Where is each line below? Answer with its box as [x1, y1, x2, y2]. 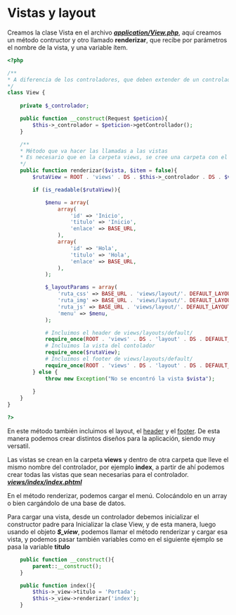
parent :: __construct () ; [32, 562, 102, 570]
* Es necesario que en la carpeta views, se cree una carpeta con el [20, 154, 228, 161]
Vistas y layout [7, 5, 96, 21]
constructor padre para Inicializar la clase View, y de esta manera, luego [7, 520, 216, 528]
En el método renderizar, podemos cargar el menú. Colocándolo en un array [7, 491, 228, 499]
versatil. [7, 442, 30, 450]
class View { [7, 89, 46, 97]
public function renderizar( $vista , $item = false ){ [20, 167, 178, 174]
